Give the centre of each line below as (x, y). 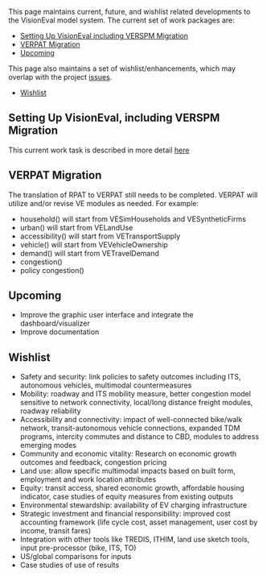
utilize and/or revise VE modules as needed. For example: (104, 203)
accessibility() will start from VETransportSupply (100, 236)
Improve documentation (60, 332)
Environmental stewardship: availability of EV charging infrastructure (133, 505)
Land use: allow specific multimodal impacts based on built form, (127, 471)
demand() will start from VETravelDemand (89, 253)
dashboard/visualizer (55, 323)
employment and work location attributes (88, 479)
